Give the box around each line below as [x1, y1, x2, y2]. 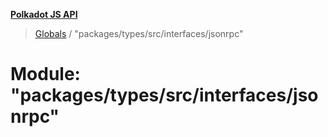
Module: [10, 63, 81, 86]
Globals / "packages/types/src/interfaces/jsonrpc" [34, 28, 244, 39]
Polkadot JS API [10, 9, 78, 20]
